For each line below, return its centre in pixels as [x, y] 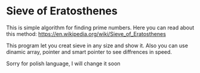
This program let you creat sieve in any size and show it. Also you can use [97, 45]
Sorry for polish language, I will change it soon [63, 63]
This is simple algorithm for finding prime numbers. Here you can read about [100, 28]
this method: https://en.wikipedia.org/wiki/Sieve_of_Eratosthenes [86, 34]
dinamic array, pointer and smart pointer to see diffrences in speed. [89, 51]
